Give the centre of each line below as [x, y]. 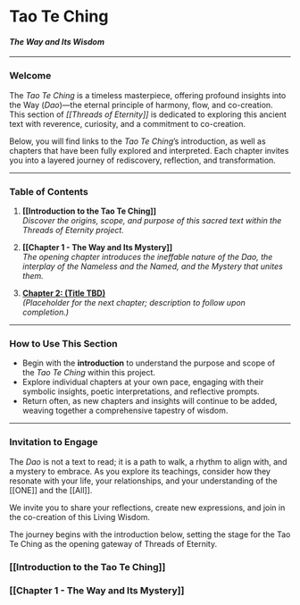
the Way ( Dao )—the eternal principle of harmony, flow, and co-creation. [142, 105]
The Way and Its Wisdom [57, 41]
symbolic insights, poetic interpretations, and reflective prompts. [141, 391]
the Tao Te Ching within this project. [89, 373]
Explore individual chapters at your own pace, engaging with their [143, 382]
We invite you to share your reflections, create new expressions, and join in [147, 508]
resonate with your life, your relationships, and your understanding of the [144, 481]
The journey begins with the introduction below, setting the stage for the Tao [150, 534]
